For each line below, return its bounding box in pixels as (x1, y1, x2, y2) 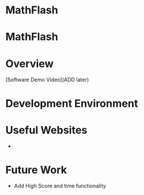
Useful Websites (5, 123, 88, 137)
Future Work (5, 163, 67, 176)
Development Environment (5, 97, 138, 110)
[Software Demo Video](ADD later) (5, 76, 89, 83)
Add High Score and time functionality (13, 182, 107, 190)
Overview (5, 57, 54, 70)
